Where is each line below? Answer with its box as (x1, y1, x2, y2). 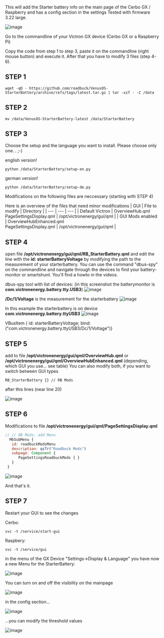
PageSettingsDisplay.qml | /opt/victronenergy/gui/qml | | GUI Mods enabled (5, 213, 158, 220)
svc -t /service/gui (5, 547, 47, 552)
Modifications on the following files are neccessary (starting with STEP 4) (5, 194, 154, 199)
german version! (5, 175, 38, 181)
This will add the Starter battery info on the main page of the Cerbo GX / (5, 4, 151, 10)
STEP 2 (5, 103, 28, 112)
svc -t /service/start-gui (5, 529, 60, 534)
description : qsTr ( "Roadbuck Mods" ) (11, 446, 87, 451)
